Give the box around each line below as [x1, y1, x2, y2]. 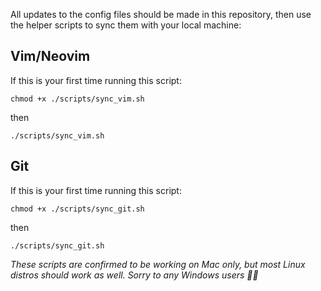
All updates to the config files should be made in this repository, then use [10, 9, 312, 20]
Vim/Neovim [10, 48, 91, 65]
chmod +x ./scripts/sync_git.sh [10, 204, 145, 214]
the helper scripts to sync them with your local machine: [10, 19, 242, 31]
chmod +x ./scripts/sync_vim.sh [10, 94, 145, 104]
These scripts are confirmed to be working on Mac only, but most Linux [10, 258, 306, 270]
